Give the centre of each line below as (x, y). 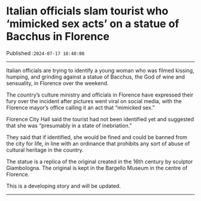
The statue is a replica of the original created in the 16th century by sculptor (100, 161)
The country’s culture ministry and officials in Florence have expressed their (100, 95)
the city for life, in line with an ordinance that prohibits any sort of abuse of (98, 143)
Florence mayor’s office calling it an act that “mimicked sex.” (80, 107)
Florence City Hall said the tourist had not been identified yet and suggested (100, 119)
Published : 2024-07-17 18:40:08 (45, 53)
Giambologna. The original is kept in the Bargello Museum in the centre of (97, 168)
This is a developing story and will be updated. (64, 186)
